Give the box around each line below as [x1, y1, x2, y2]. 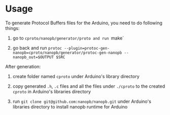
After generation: [5, 63, 41, 69]
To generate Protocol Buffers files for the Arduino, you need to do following [5, 20, 162, 26]
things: [5, 25, 20, 31]
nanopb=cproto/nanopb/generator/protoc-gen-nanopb [12, 50, 122, 55]
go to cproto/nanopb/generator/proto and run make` [12, 35, 124, 41]
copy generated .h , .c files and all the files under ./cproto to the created [12, 83, 165, 89]
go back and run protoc [12, 45, 62, 51]
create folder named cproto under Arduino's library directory [12, 73, 140, 79]
